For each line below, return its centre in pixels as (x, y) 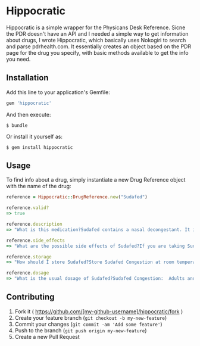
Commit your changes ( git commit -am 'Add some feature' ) (88, 324)
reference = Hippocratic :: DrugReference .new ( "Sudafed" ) (77, 197)
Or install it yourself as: (34, 136)
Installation (27, 78)
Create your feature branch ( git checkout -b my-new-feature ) (91, 317)
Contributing (30, 297)
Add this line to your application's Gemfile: (58, 92)
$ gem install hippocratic (40, 147)
